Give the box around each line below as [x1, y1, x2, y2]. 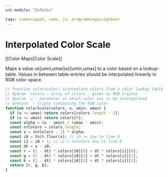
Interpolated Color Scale [5, 39, 111, 50]
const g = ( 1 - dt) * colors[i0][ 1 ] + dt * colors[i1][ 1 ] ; [10, 153, 138, 159]
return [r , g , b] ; [10, 163, 50, 168]
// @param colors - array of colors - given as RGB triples [5, 92, 138, 97]
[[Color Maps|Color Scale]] [5, 56, 62, 62]
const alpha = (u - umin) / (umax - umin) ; [10, 120, 104, 125]
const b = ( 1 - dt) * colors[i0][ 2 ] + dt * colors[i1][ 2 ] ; [10, 158, 138, 163]
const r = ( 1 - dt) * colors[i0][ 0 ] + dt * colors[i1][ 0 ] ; [10, 148, 138, 153]
